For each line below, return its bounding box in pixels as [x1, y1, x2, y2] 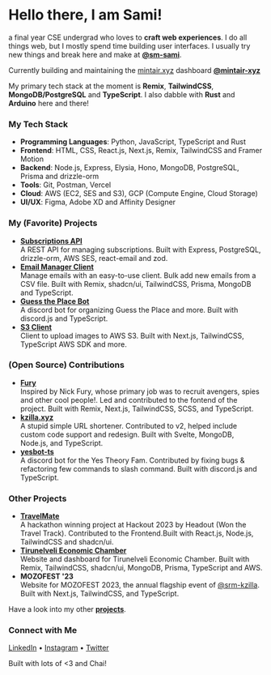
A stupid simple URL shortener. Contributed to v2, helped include [19, 421, 237, 430]
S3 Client [19, 322, 53, 331]
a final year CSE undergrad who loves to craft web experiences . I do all [8, 32, 248, 42]
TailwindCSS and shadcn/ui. [19, 537, 115, 547]
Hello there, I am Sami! [8, 6, 163, 24]
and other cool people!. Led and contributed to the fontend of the [19, 395, 238, 404]
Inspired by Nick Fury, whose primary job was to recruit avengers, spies [19, 387, 260, 396]
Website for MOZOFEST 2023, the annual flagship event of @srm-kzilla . [19, 580, 260, 590]
